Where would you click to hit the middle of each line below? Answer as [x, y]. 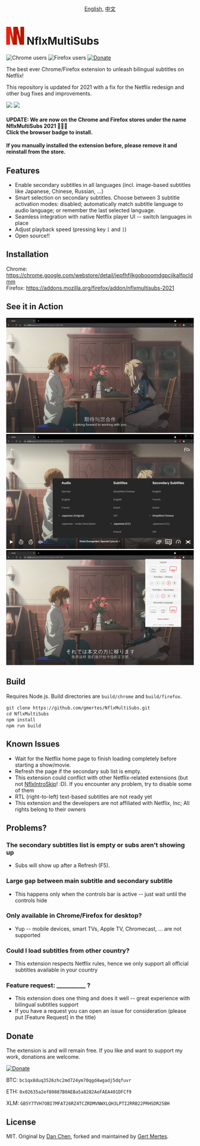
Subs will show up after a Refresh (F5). [62, 865]
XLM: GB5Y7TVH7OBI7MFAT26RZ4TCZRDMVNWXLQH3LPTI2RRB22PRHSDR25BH [88, 1103]
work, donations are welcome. [43, 1057]
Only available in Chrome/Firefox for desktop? [74, 915]
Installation [27, 255]
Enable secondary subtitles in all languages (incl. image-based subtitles [103, 185]
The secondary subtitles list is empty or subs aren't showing [96, 845]
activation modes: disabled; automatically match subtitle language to [99, 204]
